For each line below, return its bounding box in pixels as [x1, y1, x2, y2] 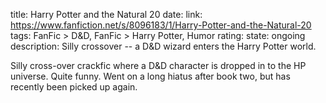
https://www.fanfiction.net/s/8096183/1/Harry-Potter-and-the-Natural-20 [10, 19, 312, 31]
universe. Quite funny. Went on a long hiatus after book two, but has [10, 70, 291, 82]
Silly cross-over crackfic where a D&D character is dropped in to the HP [10, 60, 307, 71]
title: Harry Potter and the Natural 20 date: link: [10, 9, 203, 20]
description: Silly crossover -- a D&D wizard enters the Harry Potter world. [10, 40, 317, 52]
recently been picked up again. [10, 81, 138, 93]
